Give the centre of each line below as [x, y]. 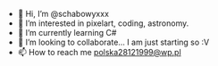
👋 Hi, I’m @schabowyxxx [63, 14]
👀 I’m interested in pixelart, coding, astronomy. [103, 23]
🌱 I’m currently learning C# [67, 33]
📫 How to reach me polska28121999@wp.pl [99, 52]
